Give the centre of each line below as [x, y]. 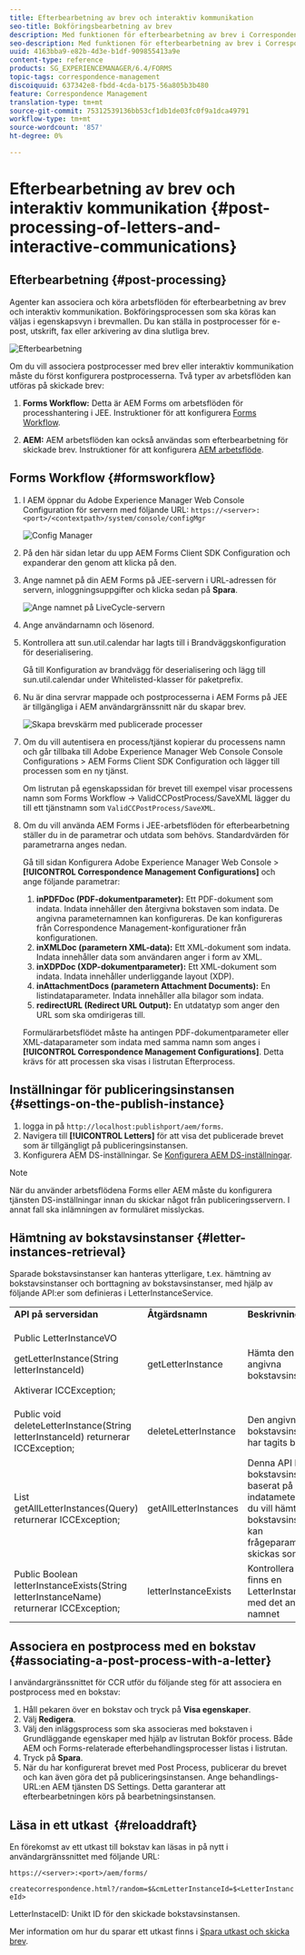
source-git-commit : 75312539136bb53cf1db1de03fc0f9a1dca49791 [129, 111]
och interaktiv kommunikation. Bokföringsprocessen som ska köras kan [143, 311]
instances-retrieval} [68, 1252]
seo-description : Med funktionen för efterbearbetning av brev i [135, 43]
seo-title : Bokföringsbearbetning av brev [91, 26]
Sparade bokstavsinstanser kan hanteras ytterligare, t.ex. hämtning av [140, 1274]
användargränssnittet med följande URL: [85, 1856]
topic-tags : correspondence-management [85, 77]
